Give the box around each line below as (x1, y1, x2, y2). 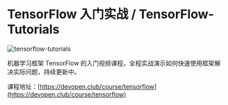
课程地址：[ (7, 82, 40, 90)
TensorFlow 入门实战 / (7, 6, 137, 22)
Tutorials (7, 22, 60, 38)
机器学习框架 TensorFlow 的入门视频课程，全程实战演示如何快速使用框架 (7, 58, 215, 67)
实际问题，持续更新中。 (13, 67, 81, 76)
